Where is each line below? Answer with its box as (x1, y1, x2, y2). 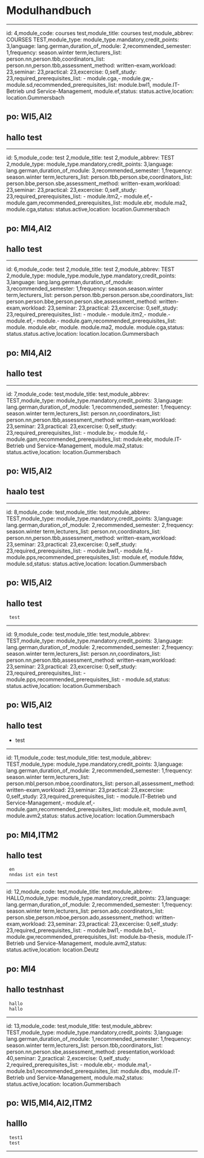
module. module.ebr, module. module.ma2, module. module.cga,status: (6, 324, 185, 331)
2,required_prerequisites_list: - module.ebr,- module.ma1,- (6, 1061, 152, 1068)
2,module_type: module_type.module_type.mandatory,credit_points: (6, 272, 176, 279)
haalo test (6, 486, 45, 497)
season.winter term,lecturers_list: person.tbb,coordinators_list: (6, 1041, 163, 1049)
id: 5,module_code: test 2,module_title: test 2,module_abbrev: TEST (6, 154, 175, 162)
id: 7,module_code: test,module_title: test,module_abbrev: (6, 390, 150, 398)
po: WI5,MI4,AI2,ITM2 (6, 1097, 92, 1108)
